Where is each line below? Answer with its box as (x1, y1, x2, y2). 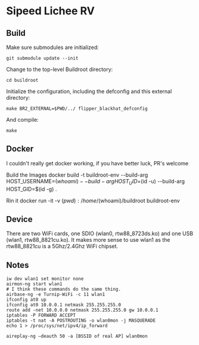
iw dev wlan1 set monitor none (6, 276, 84, 282)
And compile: (6, 116, 39, 123)
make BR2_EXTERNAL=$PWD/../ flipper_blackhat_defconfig (6, 106, 148, 112)
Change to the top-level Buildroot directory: (6, 66, 113, 73)
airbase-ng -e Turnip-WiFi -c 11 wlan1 (6, 291, 105, 298)
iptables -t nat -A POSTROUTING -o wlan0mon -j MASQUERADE (6, 318, 156, 324)
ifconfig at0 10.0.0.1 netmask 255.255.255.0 (6, 302, 121, 308)
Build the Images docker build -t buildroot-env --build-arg (6, 171, 148, 178)
